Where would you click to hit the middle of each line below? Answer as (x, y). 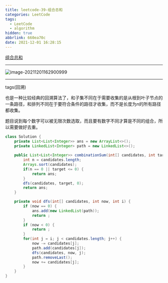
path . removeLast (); (52, 257)
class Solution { (23, 136)
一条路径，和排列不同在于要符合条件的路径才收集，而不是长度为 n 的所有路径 (83, 104)
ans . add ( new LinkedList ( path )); (65, 211)
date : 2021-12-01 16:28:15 (33, 43)
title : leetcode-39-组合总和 (34, 10)
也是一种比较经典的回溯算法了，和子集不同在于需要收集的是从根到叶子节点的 (84, 98)
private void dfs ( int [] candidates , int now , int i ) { (72, 202)
